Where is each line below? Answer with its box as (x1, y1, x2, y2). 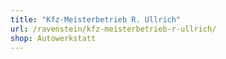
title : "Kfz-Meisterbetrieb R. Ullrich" (10, 14, 182, 25)
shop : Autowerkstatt (10, 33, 97, 43)
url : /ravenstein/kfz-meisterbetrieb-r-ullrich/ (10, 24, 217, 34)
